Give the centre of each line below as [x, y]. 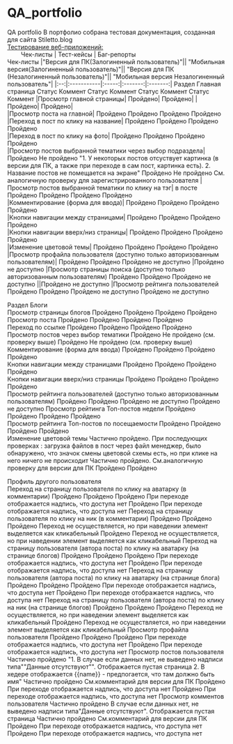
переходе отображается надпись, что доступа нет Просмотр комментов [116, 696]
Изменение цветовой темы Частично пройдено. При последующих [107, 438]
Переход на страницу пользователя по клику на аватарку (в [97, 489]
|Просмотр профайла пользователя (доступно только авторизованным [113, 254]
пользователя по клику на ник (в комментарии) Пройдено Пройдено [110, 518]
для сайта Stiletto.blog [40, 39]
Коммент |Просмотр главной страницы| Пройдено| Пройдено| [101, 98]
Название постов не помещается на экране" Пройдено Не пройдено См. [116, 173]
